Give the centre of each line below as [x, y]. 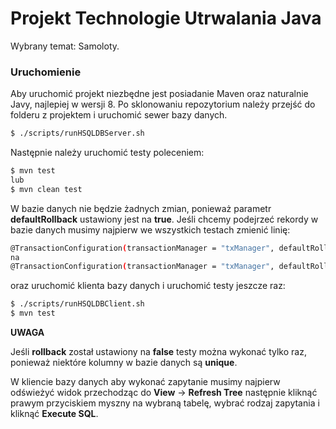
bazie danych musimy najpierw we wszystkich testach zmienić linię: [150, 229]
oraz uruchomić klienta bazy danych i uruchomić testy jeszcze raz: [148, 286]
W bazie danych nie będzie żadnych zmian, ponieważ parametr [141, 208]
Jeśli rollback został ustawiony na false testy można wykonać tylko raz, [158, 352]
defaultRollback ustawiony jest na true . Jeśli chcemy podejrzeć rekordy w [164, 219]
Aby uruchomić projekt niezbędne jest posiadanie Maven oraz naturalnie [159, 94]
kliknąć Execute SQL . [54, 414]
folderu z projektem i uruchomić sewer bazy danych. [119, 115]
